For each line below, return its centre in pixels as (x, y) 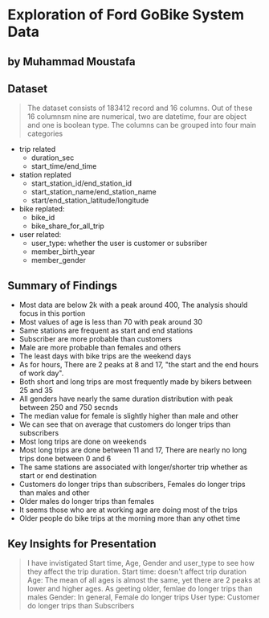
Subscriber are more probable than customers (96, 339)
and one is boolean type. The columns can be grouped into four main (142, 125)
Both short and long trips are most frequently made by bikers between (135, 382)
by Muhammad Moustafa (71, 61)
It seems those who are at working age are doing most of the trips (128, 510)
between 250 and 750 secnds (68, 407)
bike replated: (42, 209)
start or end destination (58, 476)
